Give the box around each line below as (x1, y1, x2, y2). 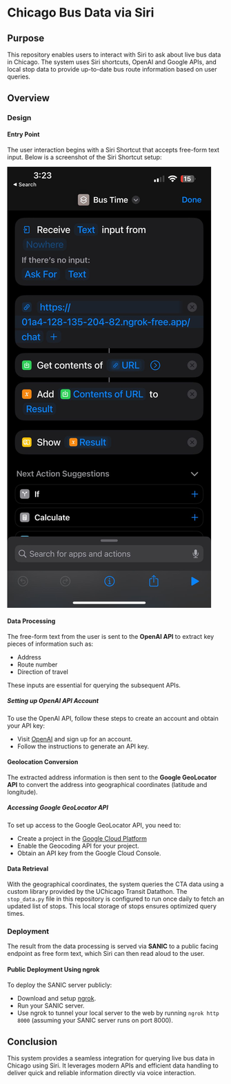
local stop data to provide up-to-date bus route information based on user (7, 65, 217, 73)
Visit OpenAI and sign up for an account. (17, 735, 133, 743)
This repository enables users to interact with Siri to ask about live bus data (7, 50, 221, 59)
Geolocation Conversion (7, 758, 79, 766)
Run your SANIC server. (17, 1001, 85, 1010)
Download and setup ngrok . (17, 994, 97, 1002)
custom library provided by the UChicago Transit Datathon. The (7, 888, 188, 896)
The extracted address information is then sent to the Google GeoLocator (7, 773, 217, 781)
